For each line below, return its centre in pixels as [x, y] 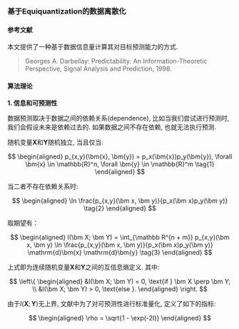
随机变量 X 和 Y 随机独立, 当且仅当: [55, 142]
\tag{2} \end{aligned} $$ [120, 208]
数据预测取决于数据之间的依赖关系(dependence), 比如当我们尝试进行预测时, [118, 118]
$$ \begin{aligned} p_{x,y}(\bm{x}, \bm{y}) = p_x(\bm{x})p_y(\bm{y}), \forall [120, 157]
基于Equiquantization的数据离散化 [67, 11]
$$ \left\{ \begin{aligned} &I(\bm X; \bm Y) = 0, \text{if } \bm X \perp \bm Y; [120, 282]
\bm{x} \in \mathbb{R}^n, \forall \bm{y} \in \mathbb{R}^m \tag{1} [120, 164]
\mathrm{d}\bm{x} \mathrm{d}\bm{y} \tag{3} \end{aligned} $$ [120, 253]
